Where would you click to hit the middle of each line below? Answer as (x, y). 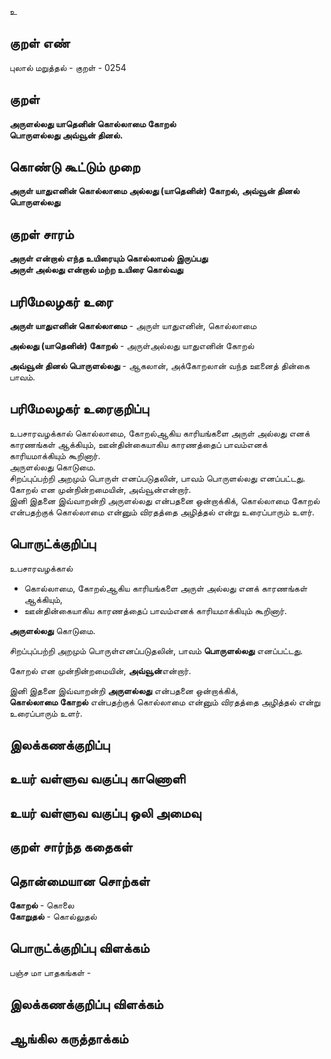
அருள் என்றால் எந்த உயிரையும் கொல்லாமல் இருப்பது (109, 258)
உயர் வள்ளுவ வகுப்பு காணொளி (97, 779)
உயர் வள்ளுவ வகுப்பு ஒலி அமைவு (105, 812)
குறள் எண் (40, 43)
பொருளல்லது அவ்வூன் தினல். (66, 135)
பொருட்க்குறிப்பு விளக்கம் (79, 948)
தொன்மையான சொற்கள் (80, 881)
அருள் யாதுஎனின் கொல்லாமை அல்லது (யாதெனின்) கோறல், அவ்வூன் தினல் (154, 191)
